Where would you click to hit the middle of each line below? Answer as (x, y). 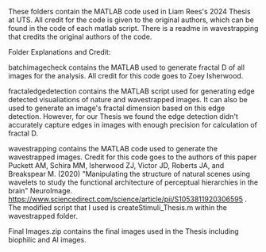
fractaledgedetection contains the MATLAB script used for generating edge (132, 91)
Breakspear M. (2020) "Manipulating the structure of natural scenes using (129, 174)
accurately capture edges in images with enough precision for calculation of (133, 125)
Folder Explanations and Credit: (60, 52)
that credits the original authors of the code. (80, 36)
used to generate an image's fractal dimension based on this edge (117, 108)
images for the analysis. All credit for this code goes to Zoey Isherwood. (126, 76)
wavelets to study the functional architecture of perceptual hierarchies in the (133, 182)
